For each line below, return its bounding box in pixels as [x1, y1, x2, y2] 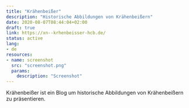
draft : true [6, 24, 35, 31]
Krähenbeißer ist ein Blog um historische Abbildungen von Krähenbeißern [6, 89, 184, 96]
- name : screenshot [6, 57, 54, 63]
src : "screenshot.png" [11, 62, 67, 69]
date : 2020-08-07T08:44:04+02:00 [6, 19, 88, 25]
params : [11, 68, 30, 74]
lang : [6, 41, 19, 47]
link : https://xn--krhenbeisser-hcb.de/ [6, 30, 106, 36]
